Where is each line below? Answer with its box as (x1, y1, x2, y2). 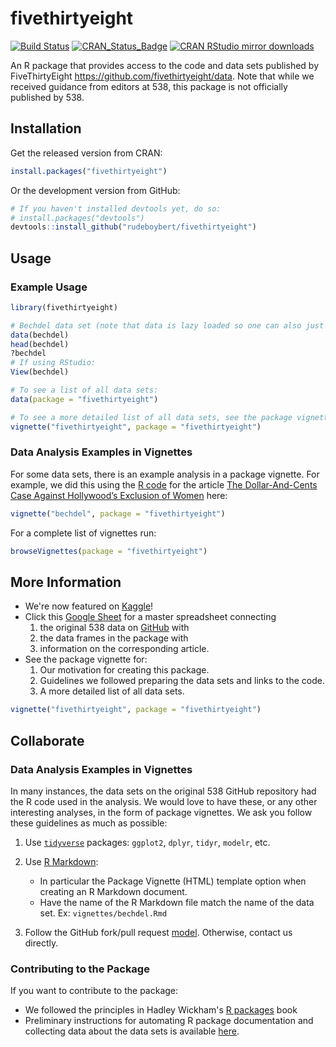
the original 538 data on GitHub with (39, 622, 190, 634)
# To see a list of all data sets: (10, 385, 159, 396)
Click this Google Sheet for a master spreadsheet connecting (24, 611, 277, 623)
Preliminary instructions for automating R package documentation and (24, 1015, 314, 1027)
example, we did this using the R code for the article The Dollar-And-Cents (10, 478, 318, 491)
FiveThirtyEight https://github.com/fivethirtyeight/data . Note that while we (10, 70, 315, 82)
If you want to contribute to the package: (10, 985, 179, 997)
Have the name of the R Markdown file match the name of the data (39, 896, 315, 908)
